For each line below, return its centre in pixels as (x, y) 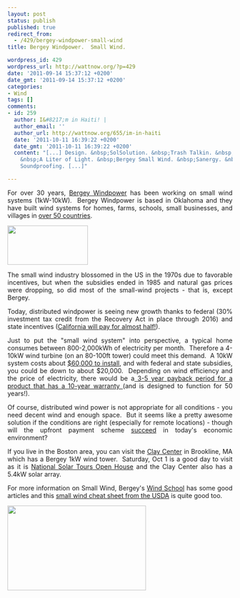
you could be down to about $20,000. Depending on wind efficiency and (120, 370)
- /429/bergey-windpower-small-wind (68, 41)
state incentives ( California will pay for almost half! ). (84, 326)
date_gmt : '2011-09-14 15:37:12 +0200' (67, 80)
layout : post (27, 14)
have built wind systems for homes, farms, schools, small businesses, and (120, 208)
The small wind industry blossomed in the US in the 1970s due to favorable (120, 275)
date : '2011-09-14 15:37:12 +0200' (60, 73)
